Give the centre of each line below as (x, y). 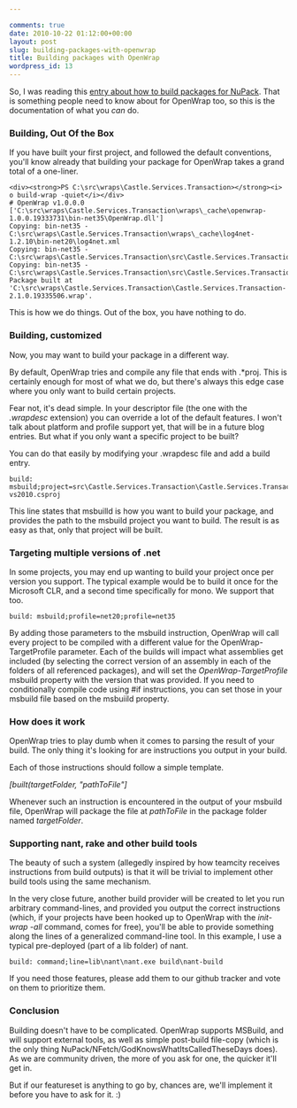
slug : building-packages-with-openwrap (83, 50)
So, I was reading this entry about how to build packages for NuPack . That (145, 91)
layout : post (33, 42)
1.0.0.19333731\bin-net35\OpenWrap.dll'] (87, 219)
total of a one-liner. (44, 171)
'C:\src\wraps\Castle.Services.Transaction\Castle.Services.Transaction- (148, 289)
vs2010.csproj (35, 494)
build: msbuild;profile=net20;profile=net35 (92, 616)
